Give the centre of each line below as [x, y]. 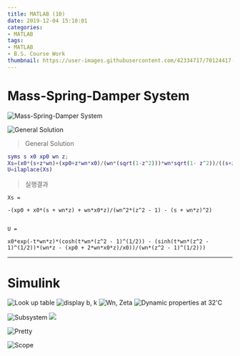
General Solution [49, 143]
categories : [25, 27]
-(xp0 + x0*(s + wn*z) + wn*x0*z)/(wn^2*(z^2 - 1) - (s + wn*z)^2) [110, 211]
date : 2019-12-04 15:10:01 [47, 21]
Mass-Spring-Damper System [99, 95]
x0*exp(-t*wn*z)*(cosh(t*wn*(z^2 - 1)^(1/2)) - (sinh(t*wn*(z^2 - [108, 242]
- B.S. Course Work [36, 54]
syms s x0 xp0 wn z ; [38, 157]
